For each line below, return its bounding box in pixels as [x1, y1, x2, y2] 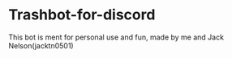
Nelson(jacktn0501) [8, 40, 75, 50]
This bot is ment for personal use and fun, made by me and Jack [8, 32, 225, 42]
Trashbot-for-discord [8, 6, 156, 24]
